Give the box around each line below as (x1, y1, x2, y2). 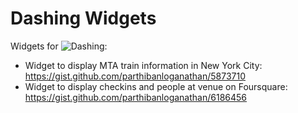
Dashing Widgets (10, 7, 157, 30)
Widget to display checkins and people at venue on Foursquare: (24, 80, 288, 92)
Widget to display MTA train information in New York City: (24, 59, 263, 71)
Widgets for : (10, 40, 108, 52)
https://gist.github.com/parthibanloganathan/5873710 (24, 70, 247, 82)
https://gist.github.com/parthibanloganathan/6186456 (24, 91, 248, 103)
